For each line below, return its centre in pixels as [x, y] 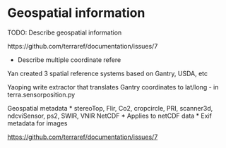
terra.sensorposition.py [41, 94]
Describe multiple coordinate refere [69, 60]
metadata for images [37, 123]
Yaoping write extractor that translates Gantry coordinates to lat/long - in [113, 87]
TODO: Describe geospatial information [65, 32]
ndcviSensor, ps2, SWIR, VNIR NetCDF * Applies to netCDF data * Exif [109, 116]
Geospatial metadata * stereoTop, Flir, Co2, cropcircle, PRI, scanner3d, [110, 108]
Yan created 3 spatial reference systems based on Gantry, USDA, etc [108, 73]
